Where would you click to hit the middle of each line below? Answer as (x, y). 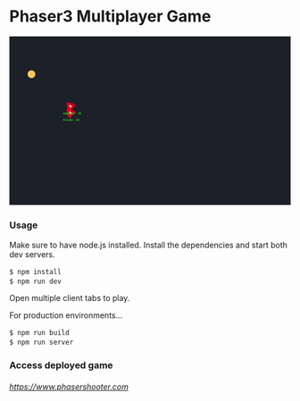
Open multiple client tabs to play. (70, 298)
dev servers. (32, 254)
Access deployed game (61, 365)
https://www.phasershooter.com (69, 387)
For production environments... (66, 315)
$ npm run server (42, 343)
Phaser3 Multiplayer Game (110, 17)
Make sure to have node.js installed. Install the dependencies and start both (148, 245)
